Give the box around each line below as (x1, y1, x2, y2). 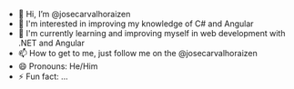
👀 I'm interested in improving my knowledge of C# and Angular (17, 18, 254, 29)
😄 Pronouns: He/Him (17, 61, 98, 72)
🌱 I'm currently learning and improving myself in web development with (17, 28, 286, 38)
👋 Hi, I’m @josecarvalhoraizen (17, 9, 131, 19)
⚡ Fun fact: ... (17, 71, 68, 82)
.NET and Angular (17, 37, 85, 48)
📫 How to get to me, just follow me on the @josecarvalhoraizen (17, 48, 258, 58)
